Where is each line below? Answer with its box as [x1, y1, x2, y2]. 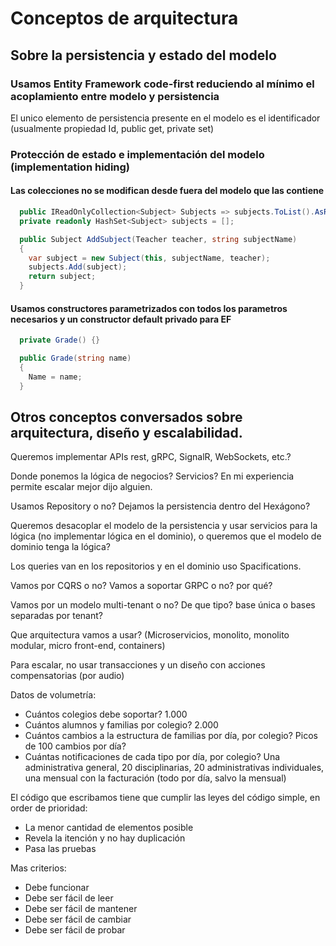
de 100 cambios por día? [24, 740, 127, 752]
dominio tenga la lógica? [10, 541, 111, 553]
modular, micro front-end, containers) [10, 640, 166, 652]
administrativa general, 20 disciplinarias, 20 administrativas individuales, [24, 762, 325, 774]
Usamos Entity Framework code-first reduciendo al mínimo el [10, 77, 315, 91]
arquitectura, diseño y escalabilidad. [10, 424, 243, 441]
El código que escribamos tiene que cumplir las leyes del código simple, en [10, 792, 321, 804]
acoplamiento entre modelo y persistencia [10, 89, 220, 103]
